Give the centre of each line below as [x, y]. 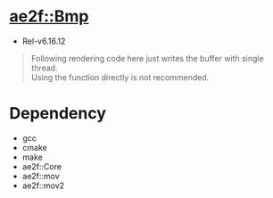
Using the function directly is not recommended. [120, 77]
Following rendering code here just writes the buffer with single [148, 58]
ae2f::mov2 [43, 186]
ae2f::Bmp [49, 16]
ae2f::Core [42, 166]
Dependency [58, 114]
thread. [44, 68]
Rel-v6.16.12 [44, 41]
